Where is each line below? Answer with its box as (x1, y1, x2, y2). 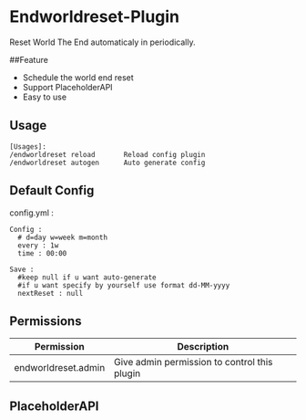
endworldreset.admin (14, 362, 106, 374)
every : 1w (17, 240, 59, 250)
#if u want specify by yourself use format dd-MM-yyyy (17, 280, 230, 289)
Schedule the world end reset (22, 71, 134, 83)
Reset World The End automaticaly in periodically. (9, 37, 196, 47)
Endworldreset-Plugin (9, 6, 180, 27)
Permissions (9, 313, 82, 329)
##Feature (9, 54, 48, 65)
